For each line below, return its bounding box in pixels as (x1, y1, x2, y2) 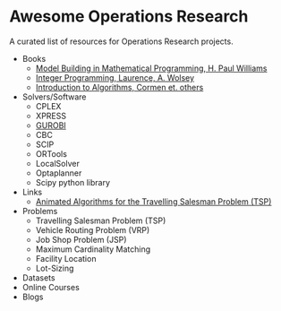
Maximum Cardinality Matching (35, 244, 151, 255)
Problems (21, 205, 58, 216)
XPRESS (35, 110, 67, 121)
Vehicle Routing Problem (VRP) (35, 224, 150, 235)
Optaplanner (35, 168, 82, 178)
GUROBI (35, 119, 67, 131)
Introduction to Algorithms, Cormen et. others (35, 82, 204, 92)
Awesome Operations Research (9, 6, 249, 27)
